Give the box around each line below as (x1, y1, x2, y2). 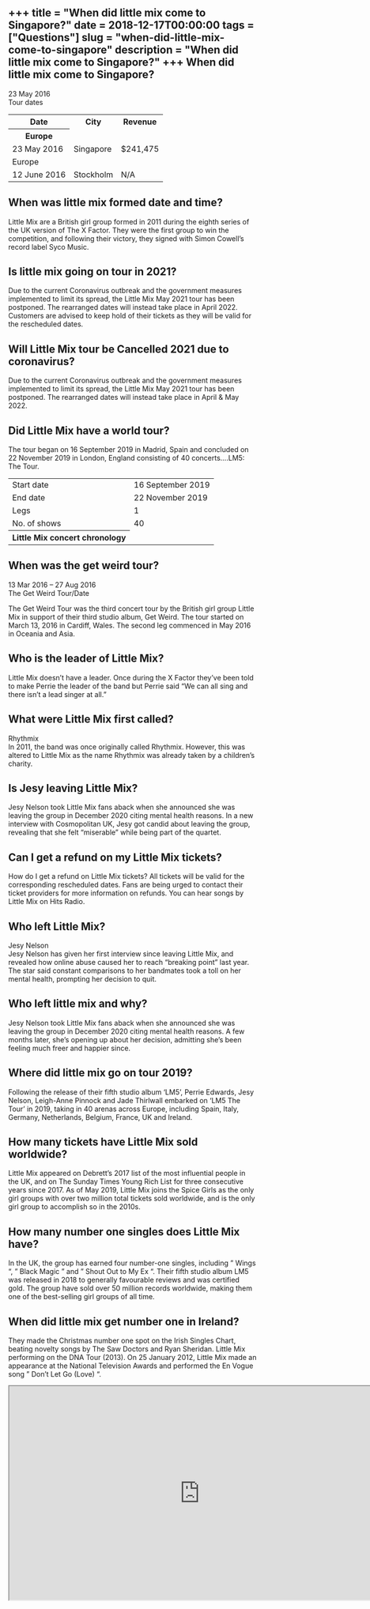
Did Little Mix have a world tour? (8, 424, 170, 437)
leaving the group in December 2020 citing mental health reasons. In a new (8, 811, 254, 820)
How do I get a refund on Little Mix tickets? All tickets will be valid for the (8, 872, 245, 881)
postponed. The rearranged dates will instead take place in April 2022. (8, 303, 239, 312)
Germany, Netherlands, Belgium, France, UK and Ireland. (8, 1112, 193, 1121)
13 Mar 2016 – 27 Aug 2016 (8, 580, 96, 590)
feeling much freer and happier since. (8, 1043, 131, 1053)
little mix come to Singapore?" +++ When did (8, 55, 235, 70)
